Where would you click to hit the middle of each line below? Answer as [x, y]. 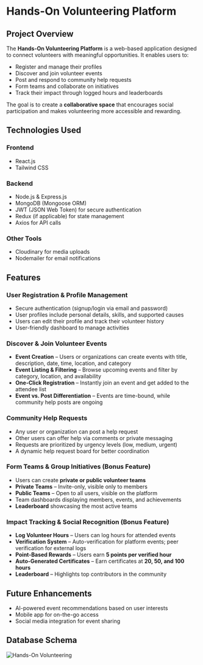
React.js [25, 161]
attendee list [31, 389]
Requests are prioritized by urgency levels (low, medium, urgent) [96, 444]
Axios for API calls [38, 222]
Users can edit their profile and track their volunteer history [90, 321]
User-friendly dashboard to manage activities [72, 328]
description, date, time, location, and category [73, 363]
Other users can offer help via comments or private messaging [94, 438]
